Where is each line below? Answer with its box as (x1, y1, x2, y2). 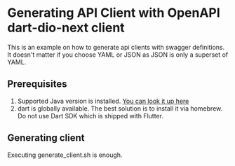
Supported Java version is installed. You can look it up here (17, 97, 189, 105)
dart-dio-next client (7, 20, 125, 36)
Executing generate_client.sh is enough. (7, 151, 123, 159)
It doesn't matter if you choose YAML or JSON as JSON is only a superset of (7, 50, 229, 59)
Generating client (7, 132, 86, 144)
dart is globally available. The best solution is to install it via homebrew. (17, 104, 223, 113)
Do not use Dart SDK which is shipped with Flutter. (17, 111, 163, 120)
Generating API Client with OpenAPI (7, 5, 221, 21)
